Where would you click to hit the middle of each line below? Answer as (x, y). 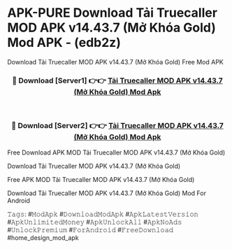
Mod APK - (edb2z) (64, 43)
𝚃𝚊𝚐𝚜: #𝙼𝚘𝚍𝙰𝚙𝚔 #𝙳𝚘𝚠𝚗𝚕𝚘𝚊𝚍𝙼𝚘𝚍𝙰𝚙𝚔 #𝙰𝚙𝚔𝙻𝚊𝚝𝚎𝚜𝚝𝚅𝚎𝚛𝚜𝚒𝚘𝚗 (103, 214)
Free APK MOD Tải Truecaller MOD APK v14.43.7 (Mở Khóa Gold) (101, 179)
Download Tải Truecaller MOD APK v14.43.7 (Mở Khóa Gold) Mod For (107, 193)
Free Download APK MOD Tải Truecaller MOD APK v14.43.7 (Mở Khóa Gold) (116, 152)
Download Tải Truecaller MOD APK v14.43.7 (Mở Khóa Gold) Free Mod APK (115, 62)
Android (19, 200)
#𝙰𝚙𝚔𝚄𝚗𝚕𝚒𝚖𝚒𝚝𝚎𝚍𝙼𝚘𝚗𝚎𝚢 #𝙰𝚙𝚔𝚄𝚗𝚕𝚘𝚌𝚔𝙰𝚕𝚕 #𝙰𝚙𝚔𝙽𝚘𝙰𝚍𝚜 (95, 222)
